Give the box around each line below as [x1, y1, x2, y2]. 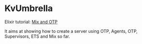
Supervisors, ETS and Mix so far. [4, 33, 70, 39]
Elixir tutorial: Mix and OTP [4, 19, 58, 25]
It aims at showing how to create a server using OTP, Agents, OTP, [4, 28, 138, 34]
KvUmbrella [4, 3, 53, 14]
